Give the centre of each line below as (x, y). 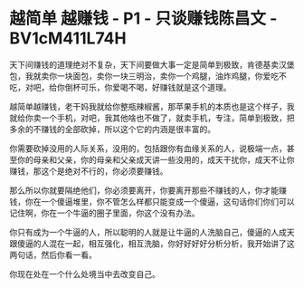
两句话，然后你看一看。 (53, 254)
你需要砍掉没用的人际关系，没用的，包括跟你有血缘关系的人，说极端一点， (148, 148)
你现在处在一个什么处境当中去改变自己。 (85, 274)
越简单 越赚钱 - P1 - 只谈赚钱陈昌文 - (143, 19)
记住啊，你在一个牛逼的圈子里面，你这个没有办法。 (104, 213)
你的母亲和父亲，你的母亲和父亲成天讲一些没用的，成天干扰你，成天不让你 (156, 159)
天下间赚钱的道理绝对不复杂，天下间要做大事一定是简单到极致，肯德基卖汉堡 (152, 64)
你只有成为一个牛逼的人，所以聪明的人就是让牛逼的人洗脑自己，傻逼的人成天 (152, 232)
